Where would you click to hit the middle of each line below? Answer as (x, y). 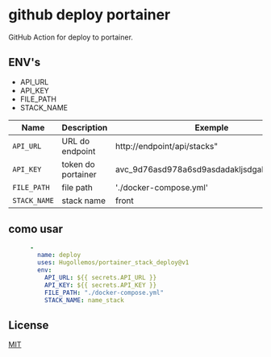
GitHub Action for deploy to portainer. (71, 37)
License (29, 325)
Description (85, 127)
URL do (76, 141)
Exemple (212, 127)
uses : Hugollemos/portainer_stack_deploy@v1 (113, 263)
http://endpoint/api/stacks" (167, 146)
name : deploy (59, 255)
